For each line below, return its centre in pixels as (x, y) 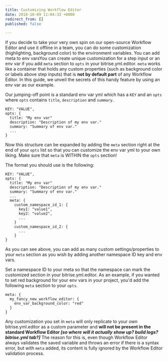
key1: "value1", (35, 209)
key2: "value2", (35, 214)
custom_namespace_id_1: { (41, 205)
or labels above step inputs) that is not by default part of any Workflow (78, 74)
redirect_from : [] (24, 19)
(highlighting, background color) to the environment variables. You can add (82, 53)
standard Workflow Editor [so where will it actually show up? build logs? (82, 332)
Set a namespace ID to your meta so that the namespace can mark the (78, 270)
